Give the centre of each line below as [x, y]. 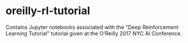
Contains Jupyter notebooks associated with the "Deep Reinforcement [92, 27]
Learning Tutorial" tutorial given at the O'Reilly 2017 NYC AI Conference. [94, 33]
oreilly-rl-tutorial [48, 11]
